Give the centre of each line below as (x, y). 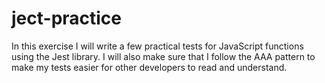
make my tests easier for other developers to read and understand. (149, 67)
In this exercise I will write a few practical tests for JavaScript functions (157, 46)
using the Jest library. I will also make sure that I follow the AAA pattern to (163, 56)
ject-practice (67, 18)
